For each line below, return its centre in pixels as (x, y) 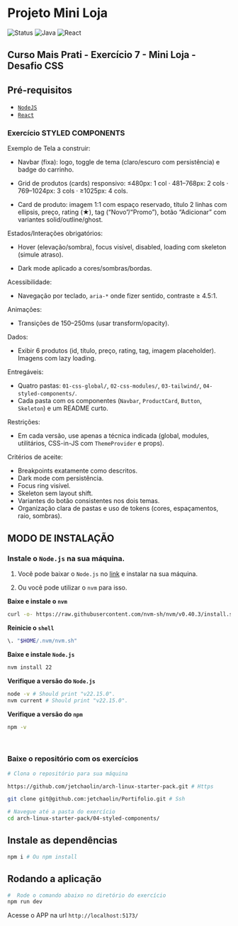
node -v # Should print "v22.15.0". (61, 694)
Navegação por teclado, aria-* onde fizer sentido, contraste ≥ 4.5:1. (117, 296)
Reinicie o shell (31, 628)
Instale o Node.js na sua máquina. (66, 558)
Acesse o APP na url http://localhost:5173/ (73, 915)
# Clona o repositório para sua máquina (68, 774)
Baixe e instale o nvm (37, 602)
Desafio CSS (35, 66)
